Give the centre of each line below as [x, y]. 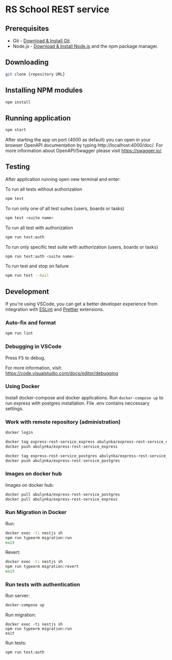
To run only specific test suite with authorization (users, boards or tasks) [82, 247]
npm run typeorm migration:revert [42, 566]
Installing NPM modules [44, 90]
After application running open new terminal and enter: [63, 179]
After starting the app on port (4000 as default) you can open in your [78, 140]
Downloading [27, 62]
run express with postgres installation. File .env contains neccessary [78, 403]
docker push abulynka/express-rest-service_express [61, 446]
